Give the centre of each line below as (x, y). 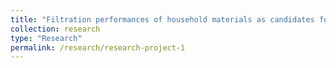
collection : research (55, 29)
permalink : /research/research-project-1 (98, 47)
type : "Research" (46, 38)
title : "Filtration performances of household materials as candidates (162, 19)
